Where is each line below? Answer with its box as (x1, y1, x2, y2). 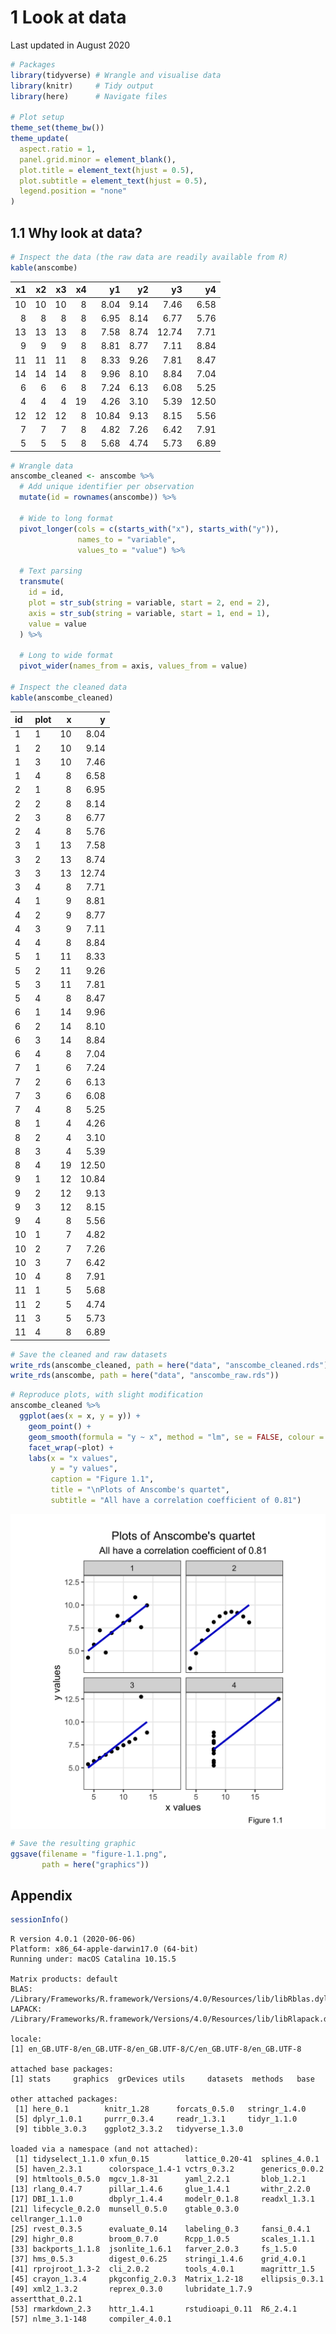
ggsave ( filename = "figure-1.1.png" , (10, 1849, 168, 1859)
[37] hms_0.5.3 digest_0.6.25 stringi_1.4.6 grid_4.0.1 (10, 2254, 307, 2265)
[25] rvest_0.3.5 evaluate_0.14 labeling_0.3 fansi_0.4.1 (10, 2224, 311, 2235)
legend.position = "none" (19, 186, 128, 196)
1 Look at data (10, 6, 127, 29)
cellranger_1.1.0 (10, 2214, 83, 2225)
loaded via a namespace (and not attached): (10, 2144, 199, 2155)
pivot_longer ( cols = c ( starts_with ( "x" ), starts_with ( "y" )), (19, 524, 280, 534)
